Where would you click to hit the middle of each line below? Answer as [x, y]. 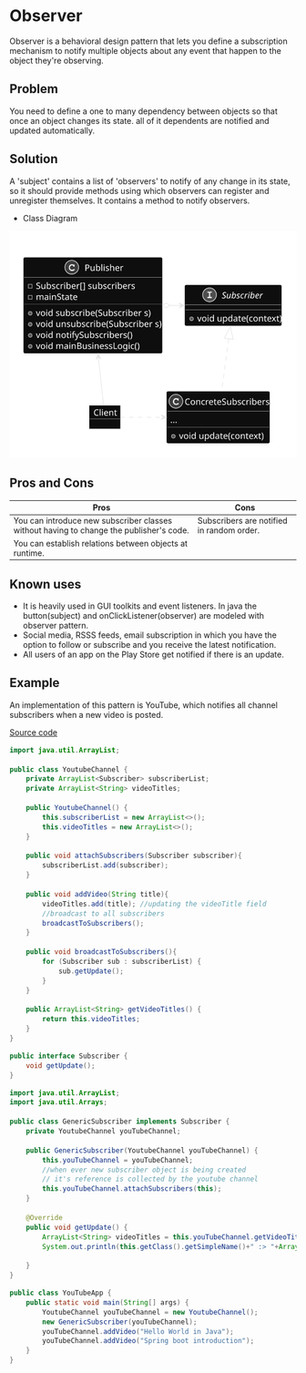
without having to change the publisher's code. [101, 530]
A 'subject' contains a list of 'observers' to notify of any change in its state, [150, 181]
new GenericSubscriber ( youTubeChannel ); [120, 1322]
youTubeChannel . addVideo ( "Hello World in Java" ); [138, 1331]
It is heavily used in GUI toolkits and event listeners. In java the [140, 606]
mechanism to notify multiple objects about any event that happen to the [146, 50]
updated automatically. [52, 130]
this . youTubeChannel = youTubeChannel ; [118, 1160]
